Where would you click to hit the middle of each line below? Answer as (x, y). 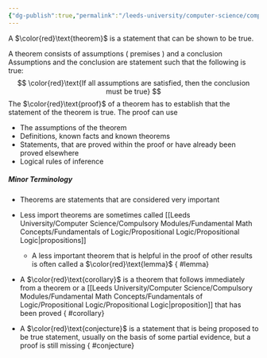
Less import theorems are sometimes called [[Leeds (105, 214)
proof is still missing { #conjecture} (77, 345)
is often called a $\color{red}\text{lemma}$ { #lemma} (120, 264)
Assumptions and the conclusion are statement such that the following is (127, 62)
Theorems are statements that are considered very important (120, 199)
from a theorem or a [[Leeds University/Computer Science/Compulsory (136, 287)
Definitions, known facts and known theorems (95, 136)
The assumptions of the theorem (73, 127)
